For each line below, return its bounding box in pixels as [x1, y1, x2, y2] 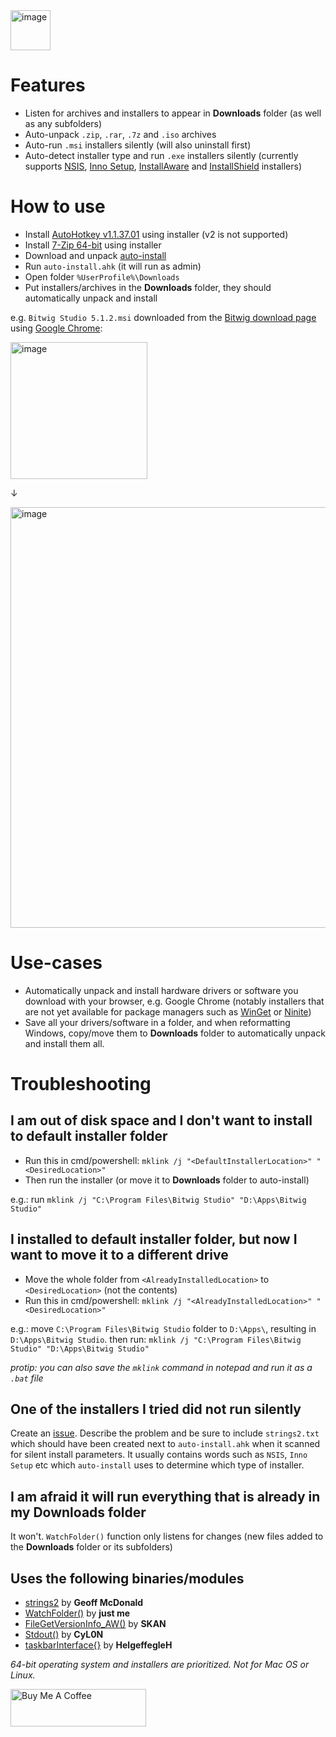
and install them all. [24, 1037, 105, 1049]
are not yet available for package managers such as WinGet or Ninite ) [24, 1005, 312, 1018]
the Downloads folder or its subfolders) [10, 1541, 173, 1553]
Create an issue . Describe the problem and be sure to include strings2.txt [10, 1427, 320, 1439]
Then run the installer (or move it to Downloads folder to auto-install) [24, 1174, 310, 1186]
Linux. [10, 1669, 36, 1681]
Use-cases [10, 952, 103, 974]
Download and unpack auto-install [24, 249, 167, 261]
